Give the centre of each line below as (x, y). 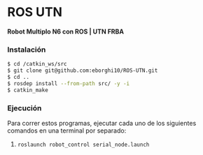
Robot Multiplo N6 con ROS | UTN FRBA (66, 31)
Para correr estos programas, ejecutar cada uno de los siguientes (102, 123)
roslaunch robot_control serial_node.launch (83, 145)
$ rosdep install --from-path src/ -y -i (69, 83)
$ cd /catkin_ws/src (37, 64)
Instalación (27, 50)
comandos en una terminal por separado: (67, 131)
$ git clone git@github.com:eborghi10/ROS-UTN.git (83, 71)
